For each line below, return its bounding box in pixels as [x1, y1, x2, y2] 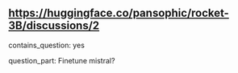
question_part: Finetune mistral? [8, 55, 115, 65]
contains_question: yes [8, 40, 85, 50]
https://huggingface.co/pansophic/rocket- [8, 6, 230, 20]
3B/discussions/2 [8, 19, 100, 33]
